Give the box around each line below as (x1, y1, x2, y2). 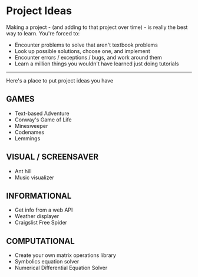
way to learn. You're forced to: (6, 29, 80, 37)
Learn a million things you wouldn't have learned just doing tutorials (14, 60, 179, 67)
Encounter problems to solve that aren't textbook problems (14, 41, 158, 48)
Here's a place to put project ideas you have (6, 77, 114, 84)
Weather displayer (14, 213, 60, 220)
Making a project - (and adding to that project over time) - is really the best (6, 24, 188, 31)
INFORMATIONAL (6, 190, 72, 201)
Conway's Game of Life (14, 116, 72, 123)
